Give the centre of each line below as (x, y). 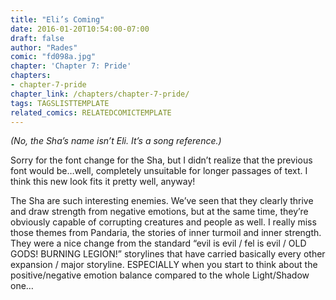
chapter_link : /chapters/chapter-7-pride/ (100, 94)
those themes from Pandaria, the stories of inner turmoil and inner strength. (166, 233)
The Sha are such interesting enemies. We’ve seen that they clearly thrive (162, 201)
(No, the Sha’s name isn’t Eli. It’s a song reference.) (116, 141)
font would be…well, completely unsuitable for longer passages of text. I (159, 171)
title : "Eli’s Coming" (57, 19)
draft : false (37, 38)
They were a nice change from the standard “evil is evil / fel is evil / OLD (158, 243)
